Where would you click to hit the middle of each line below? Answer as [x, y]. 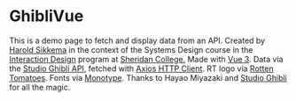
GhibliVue [47, 16]
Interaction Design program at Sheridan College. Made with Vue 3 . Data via [146, 59]
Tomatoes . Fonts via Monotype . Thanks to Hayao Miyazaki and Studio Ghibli [148, 77]
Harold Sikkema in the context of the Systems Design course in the [131, 49]
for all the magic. [40, 87]
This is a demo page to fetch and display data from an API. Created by [137, 40]
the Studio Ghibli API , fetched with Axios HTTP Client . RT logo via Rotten [141, 69]
